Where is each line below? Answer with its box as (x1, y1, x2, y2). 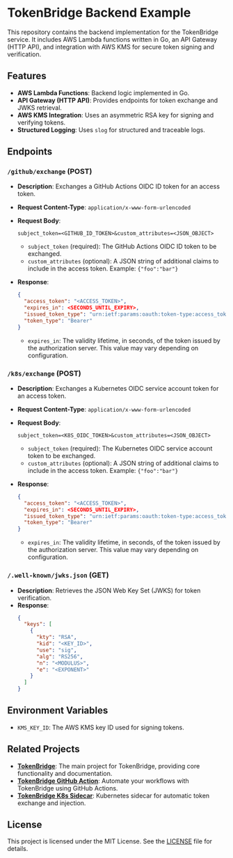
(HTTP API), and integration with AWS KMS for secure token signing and (7, 42, 214, 51)
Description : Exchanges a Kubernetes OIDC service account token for (17, 384, 219, 392)
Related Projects (7, 743, 80, 755)
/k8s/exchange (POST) (7, 369, 81, 378)
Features (7, 70, 47, 82)
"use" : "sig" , (35, 647, 77, 654)
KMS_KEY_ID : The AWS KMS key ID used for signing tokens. (17, 723, 184, 731)
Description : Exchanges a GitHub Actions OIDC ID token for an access (17, 182, 220, 191)
